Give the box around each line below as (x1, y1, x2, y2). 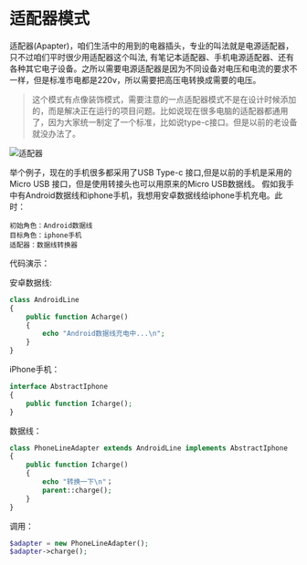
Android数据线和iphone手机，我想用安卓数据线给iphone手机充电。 (25, 189, 276, 201)
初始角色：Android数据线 (9, 221, 93, 230)
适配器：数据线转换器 (9, 240, 78, 249)
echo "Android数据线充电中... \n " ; (42, 330, 165, 339)
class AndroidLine (9, 295, 79, 304)
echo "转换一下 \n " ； (42, 477, 114, 487)
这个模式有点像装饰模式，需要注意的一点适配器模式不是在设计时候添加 (31, 93, 297, 105)
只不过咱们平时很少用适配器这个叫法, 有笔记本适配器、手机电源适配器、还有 (9, 51, 294, 62)
